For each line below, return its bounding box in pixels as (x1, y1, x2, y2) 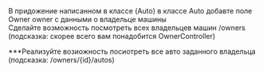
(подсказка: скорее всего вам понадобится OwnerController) (8, 32, 216, 41)
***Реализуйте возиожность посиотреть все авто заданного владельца (8, 47, 257, 56)
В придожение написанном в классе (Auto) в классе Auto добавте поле (8, 6, 253, 16)
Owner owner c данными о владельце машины (8, 15, 167, 25)
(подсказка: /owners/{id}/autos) (8, 55, 116, 65)
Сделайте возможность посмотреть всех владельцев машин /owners (8, 23, 245, 32)
